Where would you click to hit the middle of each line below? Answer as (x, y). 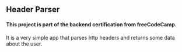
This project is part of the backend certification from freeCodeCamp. (91, 24)
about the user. (24, 44)
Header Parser (33, 10)
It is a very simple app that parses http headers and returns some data (90, 37)
